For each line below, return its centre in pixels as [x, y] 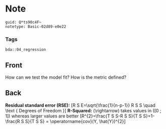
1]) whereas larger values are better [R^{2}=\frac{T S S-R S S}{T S [74, 116]
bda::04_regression [26, 50]
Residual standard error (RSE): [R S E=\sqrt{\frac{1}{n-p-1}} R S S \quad [80, 105]
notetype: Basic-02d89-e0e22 [36, 26]
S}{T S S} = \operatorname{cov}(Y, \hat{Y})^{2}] [75, 121]
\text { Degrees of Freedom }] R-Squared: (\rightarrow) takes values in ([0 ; [84, 110]
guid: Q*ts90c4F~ [23, 22]
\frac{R [13, 121]
